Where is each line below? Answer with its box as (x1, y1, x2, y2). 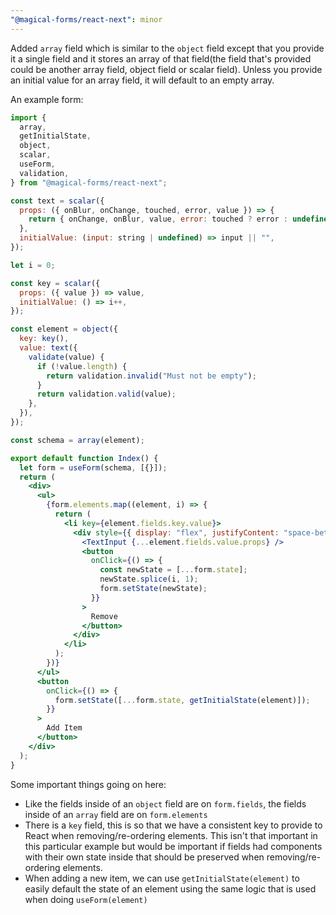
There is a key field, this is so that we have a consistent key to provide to (24, 819, 323, 831)
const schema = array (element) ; (10, 435, 145, 445)
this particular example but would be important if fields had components (24, 840, 323, 852)
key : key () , (19, 334, 70, 344)
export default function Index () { (10, 453, 159, 463)
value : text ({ (19, 343, 78, 353)
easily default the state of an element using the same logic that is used (24, 882, 317, 895)
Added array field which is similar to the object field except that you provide (10, 42, 325, 54)
